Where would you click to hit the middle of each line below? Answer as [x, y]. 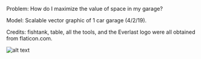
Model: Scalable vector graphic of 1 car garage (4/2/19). [77, 20]
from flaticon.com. [30, 38]
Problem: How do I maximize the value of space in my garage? [85, 9]
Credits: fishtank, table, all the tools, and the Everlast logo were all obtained [101, 32]
